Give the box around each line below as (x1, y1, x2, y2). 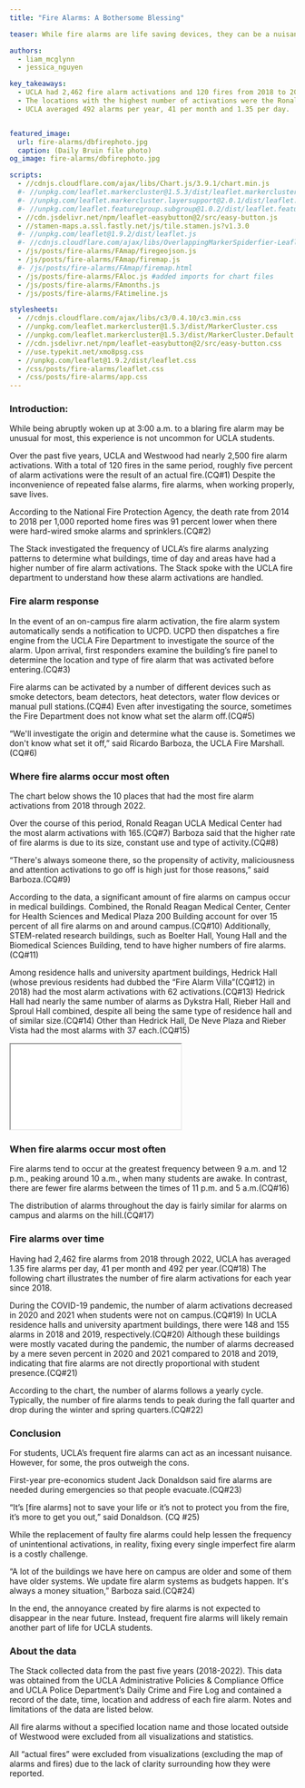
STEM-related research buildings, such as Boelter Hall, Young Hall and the (9, 930, 288, 941)
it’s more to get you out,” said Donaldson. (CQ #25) (9, 1511, 201, 1522)
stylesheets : (9, 305, 59, 314)
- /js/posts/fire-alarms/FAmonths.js (17, 280, 161, 290)
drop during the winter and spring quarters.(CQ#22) (9, 1404, 204, 1415)
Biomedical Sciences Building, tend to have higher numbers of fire (9, 940, 257, 951)
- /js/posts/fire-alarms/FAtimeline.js (17, 289, 169, 298)
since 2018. (9, 1282, 53, 1293)
